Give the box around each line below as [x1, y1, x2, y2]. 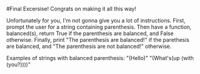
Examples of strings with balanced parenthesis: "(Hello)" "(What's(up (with [6, 55, 195, 61]
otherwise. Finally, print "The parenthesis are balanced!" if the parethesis [6, 36, 190, 43]
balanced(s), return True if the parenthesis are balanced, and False [6, 30, 174, 37]
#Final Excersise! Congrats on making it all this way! [6, 5, 137, 12]
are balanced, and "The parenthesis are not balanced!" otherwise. [6, 42, 172, 50]
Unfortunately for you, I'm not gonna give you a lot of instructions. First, [6, 17, 186, 24]
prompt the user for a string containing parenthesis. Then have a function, [6, 24, 191, 30]
